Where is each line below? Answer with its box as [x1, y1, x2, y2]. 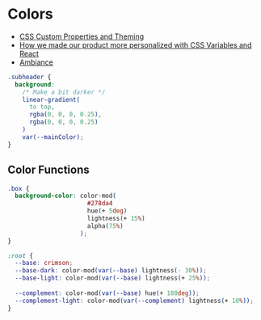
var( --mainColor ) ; [22, 133, 84, 141]
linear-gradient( [22, 95, 81, 103]
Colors [7, 5, 53, 23]
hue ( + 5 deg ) [86, 207, 128, 215]
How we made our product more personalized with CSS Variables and [19, 40, 252, 49]
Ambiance [19, 57, 53, 67]
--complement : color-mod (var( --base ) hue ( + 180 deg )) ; [15, 288, 200, 297]
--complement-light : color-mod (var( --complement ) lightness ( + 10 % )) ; [15, 297, 254, 305]
